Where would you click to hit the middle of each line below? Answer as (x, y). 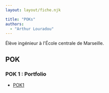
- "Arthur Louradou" (32, 29)
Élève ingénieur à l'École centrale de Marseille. (55, 43)
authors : (15, 24)
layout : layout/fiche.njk (33, 10)
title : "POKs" (21, 19)
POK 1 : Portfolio (26, 74)
